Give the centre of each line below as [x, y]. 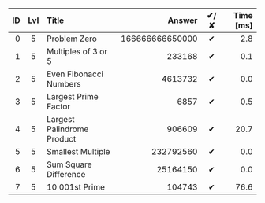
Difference [66, 174]
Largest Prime [72, 96]
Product [61, 139]
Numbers [63, 84]
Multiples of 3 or [77, 52]
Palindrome [67, 129]
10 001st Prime [75, 187]
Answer [183, 20]
